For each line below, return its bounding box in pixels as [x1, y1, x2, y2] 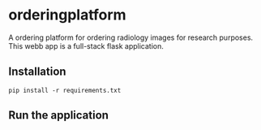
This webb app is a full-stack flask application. [8, 41, 165, 50]
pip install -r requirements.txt [8, 86, 122, 94]
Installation [8, 65, 66, 79]
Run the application [8, 108, 109, 123]
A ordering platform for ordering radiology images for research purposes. [8, 32, 254, 42]
